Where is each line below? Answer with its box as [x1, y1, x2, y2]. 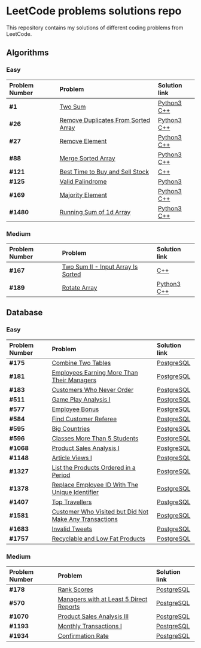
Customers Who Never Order [51, 385, 133, 394]
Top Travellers [51, 498, 92, 506]
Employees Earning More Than [51, 368, 138, 376]
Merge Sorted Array [59, 154, 115, 162]
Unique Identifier [51, 488, 99, 496]
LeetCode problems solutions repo [6, 4, 182, 18]
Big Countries [51, 424, 90, 433]
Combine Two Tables [51, 358, 111, 367]
